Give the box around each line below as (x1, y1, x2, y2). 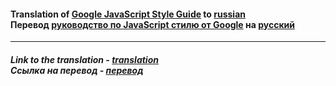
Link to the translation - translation (10, 53, 159, 65)
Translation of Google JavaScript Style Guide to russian (10, 8, 247, 20)
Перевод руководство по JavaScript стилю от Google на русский (10, 18, 295, 30)
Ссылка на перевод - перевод (10, 64, 144, 76)
